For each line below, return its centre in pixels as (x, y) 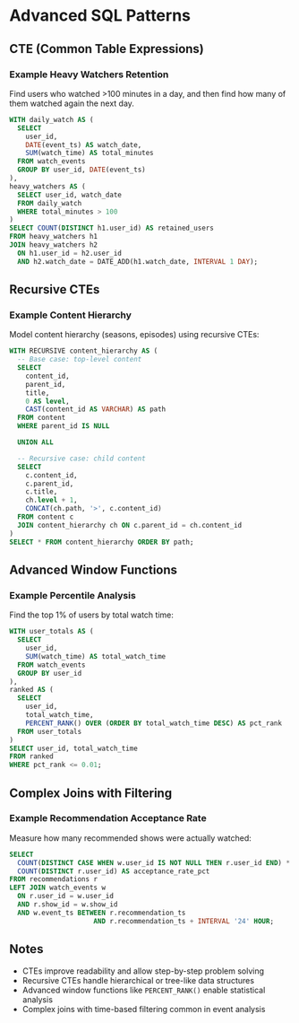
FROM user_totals (50, 731)
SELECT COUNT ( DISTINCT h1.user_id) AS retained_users (112, 228)
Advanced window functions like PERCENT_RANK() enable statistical (144, 990)
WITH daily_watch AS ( (51, 119)
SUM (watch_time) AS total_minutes (90, 153)
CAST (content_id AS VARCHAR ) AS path (96, 409)
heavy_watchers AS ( (48, 186)
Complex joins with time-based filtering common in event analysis (144, 1009)
